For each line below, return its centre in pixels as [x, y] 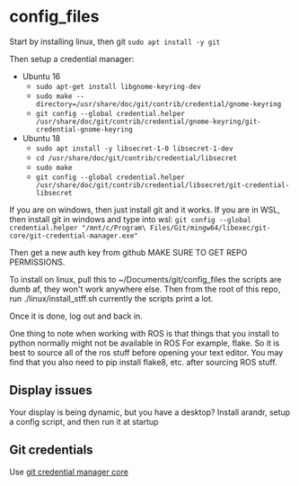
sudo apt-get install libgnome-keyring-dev [119, 86]
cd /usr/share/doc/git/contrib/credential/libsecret [136, 158]
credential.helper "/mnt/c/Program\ [78, 228]
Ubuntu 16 [41, 76]
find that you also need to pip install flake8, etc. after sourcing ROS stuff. [143, 362]
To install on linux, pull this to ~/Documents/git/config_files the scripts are [145, 279]
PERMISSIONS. [37, 262]
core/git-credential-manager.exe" [74, 236]
